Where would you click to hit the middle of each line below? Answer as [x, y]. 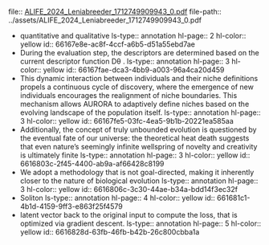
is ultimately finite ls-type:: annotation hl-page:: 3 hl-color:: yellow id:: [135, 155]
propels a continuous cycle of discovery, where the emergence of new [137, 87]
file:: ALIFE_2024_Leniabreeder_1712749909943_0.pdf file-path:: [115, 12]
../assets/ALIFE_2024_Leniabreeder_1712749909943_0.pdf [105, 20]
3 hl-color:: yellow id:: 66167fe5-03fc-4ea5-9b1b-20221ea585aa [127, 121]
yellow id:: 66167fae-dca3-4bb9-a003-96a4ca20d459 [134, 70]
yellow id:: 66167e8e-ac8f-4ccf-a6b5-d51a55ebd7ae [107, 44]
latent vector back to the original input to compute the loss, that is [129, 215]
